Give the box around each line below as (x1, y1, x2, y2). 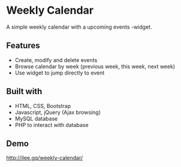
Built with (6, 86, 43, 97)
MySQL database (14, 115, 58, 122)
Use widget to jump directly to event (14, 69, 105, 76)
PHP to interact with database (14, 121, 89, 128)
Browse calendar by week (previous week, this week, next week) (14, 63, 176, 70)
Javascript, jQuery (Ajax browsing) (14, 109, 101, 116)
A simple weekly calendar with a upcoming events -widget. (6, 23, 152, 30)
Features (6, 41, 40, 51)
